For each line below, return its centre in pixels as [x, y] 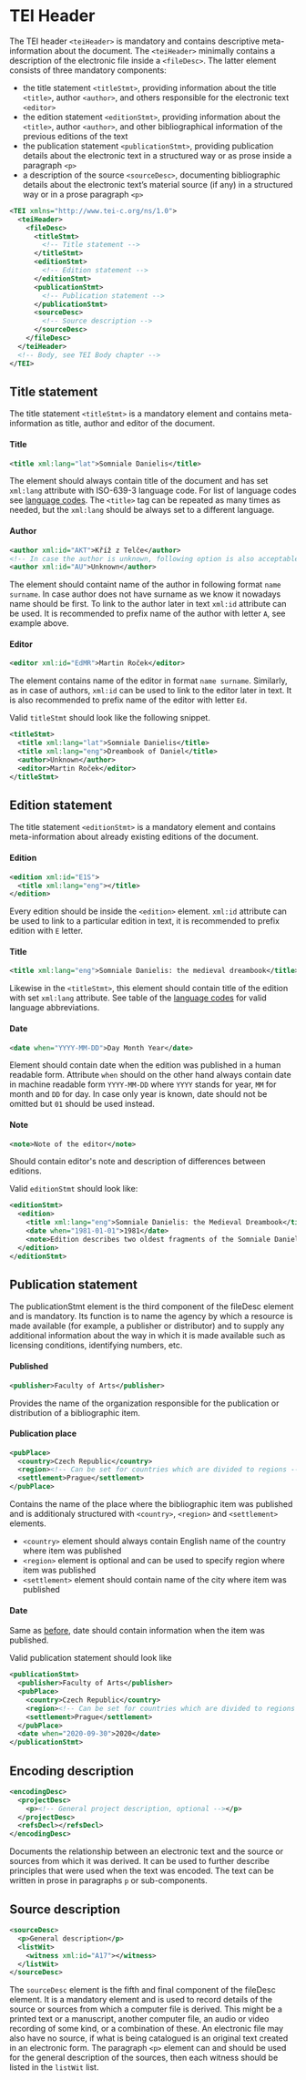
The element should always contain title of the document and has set [139, 481]
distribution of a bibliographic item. [75, 1412]
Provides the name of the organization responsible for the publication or [144, 1403]
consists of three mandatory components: [88, 70]
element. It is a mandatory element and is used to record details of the [141, 2000]
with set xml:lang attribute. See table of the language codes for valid [138, 998]
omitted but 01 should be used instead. [82, 1104]
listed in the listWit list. [54, 2067]
